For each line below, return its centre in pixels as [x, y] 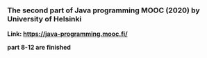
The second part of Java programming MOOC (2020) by [104, 10]
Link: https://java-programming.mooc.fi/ [67, 34]
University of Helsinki [44, 19]
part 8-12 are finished [39, 48]
